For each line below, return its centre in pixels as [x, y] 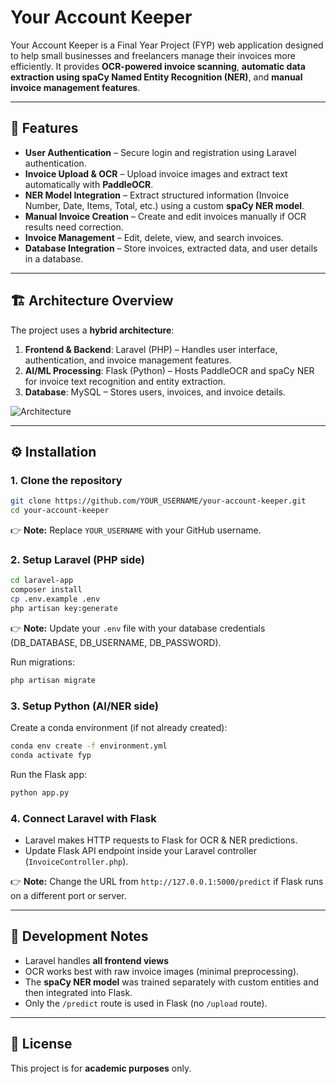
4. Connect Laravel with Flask [83, 818]
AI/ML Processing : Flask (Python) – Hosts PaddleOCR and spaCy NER [169, 370]
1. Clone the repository [66, 480]
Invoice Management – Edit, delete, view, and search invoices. [154, 237]
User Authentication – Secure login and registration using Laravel [160, 152]
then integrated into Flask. [78, 992]
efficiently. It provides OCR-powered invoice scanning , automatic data [158, 66]
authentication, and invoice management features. [128, 360]
